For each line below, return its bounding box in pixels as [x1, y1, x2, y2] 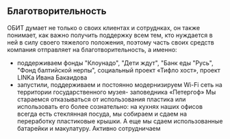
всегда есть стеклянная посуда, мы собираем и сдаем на [16, 110, 187, 118]
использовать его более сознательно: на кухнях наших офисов [16, 102, 203, 110]
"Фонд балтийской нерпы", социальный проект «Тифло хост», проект [16, 66, 221, 74]
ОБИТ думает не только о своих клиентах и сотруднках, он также [7, 23, 201, 31]
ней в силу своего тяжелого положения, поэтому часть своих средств [7, 38, 214, 47]
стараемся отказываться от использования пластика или [16, 95, 186, 103]
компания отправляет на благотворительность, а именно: [7, 45, 177, 53]
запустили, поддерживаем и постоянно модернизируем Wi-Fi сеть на [16, 80, 222, 88]
